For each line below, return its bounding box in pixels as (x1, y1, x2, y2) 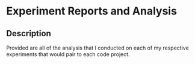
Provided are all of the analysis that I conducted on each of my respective (6, 44, 190, 51)
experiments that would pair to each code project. (6, 51, 131, 58)
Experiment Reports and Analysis (6, 4, 178, 18)
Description (6, 28, 51, 39)
